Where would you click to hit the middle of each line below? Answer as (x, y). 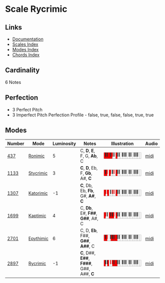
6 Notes (13, 82)
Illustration (123, 143)
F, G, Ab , (89, 156)
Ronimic (37, 156)
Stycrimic (38, 173)
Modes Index (25, 50)
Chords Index (26, 55)
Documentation (28, 39)
